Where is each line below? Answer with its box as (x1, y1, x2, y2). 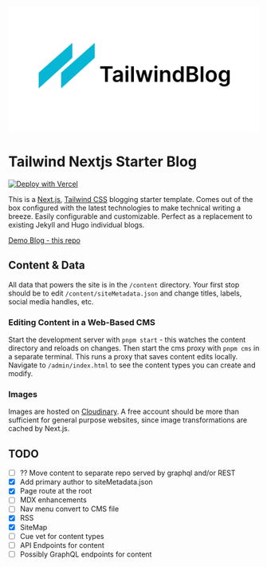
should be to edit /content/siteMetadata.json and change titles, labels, (8, 288, 242, 298)
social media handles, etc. (8, 296, 94, 306)
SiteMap (19, 522, 48, 532)
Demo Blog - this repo (8, 235, 81, 245)
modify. (8, 369, 33, 379)
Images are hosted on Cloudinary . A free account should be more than (8, 406, 239, 417)
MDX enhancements (19, 495, 88, 505)
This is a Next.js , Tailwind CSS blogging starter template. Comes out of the (8, 194, 253, 204)
